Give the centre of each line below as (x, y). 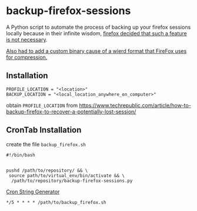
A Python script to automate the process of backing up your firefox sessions (98, 27)
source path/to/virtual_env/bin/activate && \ (67, 175)
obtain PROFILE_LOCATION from (42, 105)
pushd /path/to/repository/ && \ (47, 170)
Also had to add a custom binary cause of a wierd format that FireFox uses (96, 51)
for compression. (27, 57)
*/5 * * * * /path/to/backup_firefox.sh (56, 202)
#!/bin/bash (21, 155)
